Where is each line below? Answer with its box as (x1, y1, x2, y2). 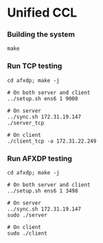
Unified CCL (7, 5, 78, 21)
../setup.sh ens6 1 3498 (7, 188, 78, 195)
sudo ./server (7, 212, 48, 219)
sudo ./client (7, 230, 48, 237)
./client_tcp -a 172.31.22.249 (7, 137, 97, 145)
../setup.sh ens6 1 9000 (7, 95, 78, 102)
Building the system (7, 30, 76, 39)
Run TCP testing (7, 61, 62, 71)
